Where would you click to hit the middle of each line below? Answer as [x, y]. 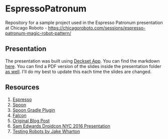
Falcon [19, 115]
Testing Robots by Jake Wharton [46, 131]
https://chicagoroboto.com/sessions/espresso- [97, 27]
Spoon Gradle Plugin [34, 110]
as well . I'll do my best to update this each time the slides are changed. [78, 71]
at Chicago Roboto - [26, 27]
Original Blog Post [31, 120]
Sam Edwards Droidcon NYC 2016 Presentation [61, 126]
